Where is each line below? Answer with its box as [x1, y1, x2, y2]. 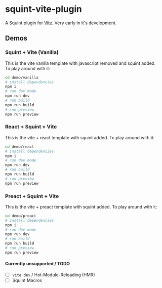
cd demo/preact [5, 213, 37, 218]
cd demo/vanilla [5, 75, 39, 80]
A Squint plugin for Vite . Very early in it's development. [5, 20, 117, 26]
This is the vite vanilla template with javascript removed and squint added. [5, 60, 156, 66]
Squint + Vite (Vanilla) [5, 49, 59, 56]
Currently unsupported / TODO [5, 261, 70, 267]
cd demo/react [5, 144, 35, 149]
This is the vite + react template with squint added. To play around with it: [5, 134, 155, 140]
